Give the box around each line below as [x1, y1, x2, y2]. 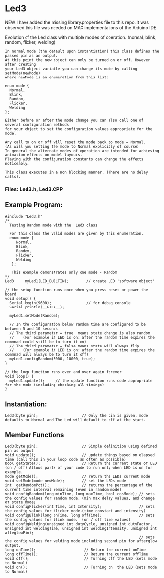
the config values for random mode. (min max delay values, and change [5, 496, 155, 501]
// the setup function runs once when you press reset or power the [5, 287, 148, 292]
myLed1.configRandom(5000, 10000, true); [9, 356, 96, 361]
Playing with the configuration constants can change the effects [5, 156, 144, 162]
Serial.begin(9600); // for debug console [9, 300, 131, 305]
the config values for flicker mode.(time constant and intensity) [5, 509, 146, 514]
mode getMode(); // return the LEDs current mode [5, 474, 151, 479]
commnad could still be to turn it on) [5, 339, 87, 344]
